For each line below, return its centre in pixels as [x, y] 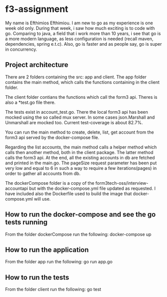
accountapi [17, 188]
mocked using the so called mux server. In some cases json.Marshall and [80, 117]
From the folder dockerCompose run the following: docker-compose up [78, 234]
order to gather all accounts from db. [43, 173]
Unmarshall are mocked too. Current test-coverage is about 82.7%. [74, 122]
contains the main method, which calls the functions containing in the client [83, 82]
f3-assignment [37, 9]
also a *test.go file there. [30, 102]
